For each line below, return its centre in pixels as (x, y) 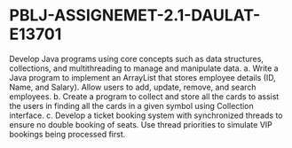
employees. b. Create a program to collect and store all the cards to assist (144, 96)
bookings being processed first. (67, 134)
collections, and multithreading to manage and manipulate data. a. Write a (144, 68)
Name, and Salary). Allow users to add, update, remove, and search (133, 87)
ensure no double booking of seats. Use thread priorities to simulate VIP (141, 124)
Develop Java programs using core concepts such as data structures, (137, 58)
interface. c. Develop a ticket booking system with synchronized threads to (146, 115)
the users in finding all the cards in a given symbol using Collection (132, 105)
